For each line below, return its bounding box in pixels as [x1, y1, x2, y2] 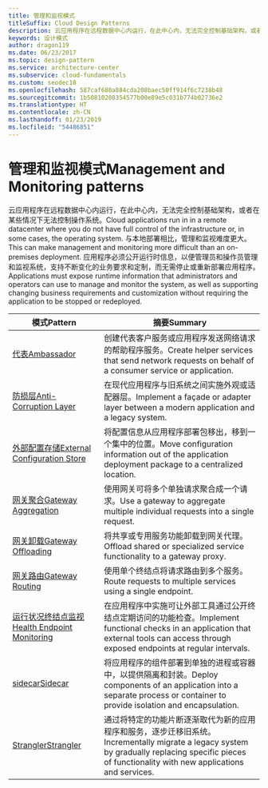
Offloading [12, 545, 52, 556]
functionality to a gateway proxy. [103, 551, 227, 562]
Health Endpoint [12, 621, 73, 632]
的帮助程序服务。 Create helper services [103, 344, 254, 356]
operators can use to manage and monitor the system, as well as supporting [8, 279, 258, 289]
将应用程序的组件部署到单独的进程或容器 [103, 657, 256, 668]
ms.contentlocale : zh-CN [8, 109, 91, 117]
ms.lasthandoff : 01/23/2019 [8, 116, 102, 124]
